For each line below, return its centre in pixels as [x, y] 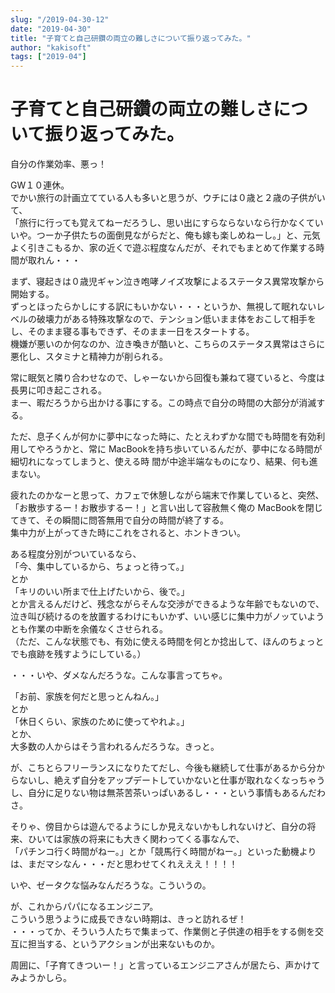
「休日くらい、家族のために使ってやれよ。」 [100, 722]
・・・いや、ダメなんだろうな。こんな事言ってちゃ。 [119, 675]
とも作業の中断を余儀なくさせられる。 [89, 629]
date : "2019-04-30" [51, 29]
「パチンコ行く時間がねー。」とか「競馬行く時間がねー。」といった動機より [163, 852]
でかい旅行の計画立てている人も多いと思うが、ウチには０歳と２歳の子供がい [168, 198]
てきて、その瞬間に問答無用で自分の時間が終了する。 [119, 520]
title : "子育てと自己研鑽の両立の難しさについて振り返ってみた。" [131, 38]
